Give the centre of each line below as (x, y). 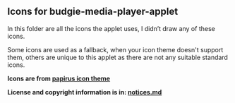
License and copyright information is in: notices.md (85, 92)
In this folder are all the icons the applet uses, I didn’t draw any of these (111, 28)
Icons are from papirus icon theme (59, 78)
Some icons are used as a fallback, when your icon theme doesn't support (115, 49)
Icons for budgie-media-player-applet (93, 12)
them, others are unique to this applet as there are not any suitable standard (117, 57)
